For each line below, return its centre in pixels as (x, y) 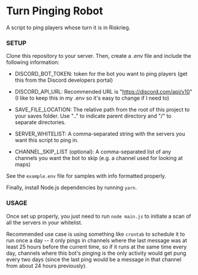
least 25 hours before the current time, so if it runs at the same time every (97, 246)
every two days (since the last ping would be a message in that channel (94, 259)
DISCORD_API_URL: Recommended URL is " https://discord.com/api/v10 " (103, 92)
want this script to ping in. (46, 140)
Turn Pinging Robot (55, 11)
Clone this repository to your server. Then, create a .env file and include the (99, 56)
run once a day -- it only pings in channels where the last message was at (97, 240)
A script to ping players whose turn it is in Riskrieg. (68, 27)
